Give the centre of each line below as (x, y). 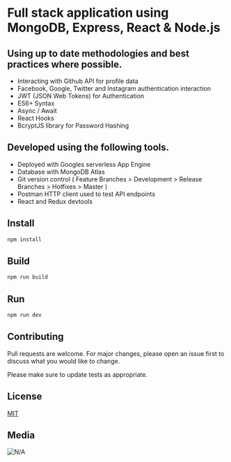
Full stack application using (88, 13)
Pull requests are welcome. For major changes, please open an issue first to (116, 353)
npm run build (28, 277)
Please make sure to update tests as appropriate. (78, 374)
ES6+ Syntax (36, 103)
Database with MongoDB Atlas (61, 172)
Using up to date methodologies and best (98, 53)
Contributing (35, 337)
